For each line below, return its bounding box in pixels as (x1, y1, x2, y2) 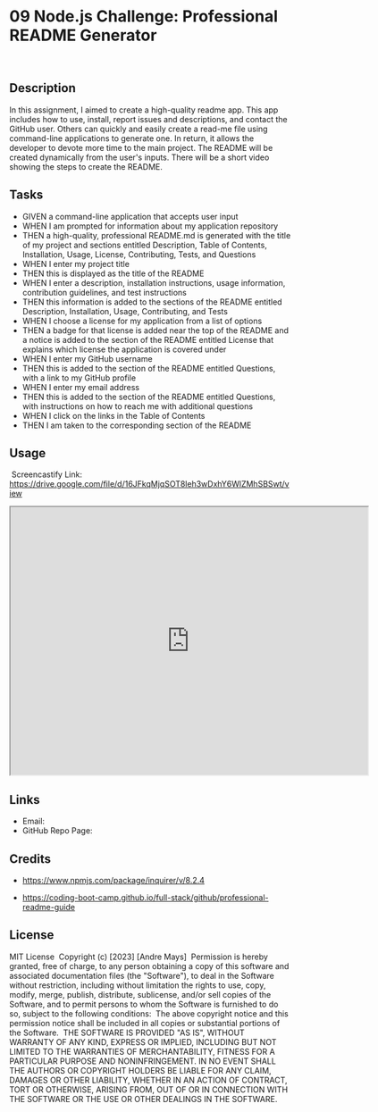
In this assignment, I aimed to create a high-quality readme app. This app (9, 105, 279, 115)
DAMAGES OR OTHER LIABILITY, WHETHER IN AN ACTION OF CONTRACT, (9, 1074, 288, 1085)
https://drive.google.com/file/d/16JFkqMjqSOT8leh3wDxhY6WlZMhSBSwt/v (9, 479, 290, 489)
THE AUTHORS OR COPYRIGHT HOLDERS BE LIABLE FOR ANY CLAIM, (9, 1065, 272, 1075)
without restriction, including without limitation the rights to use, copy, (9, 980, 266, 991)
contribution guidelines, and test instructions (21, 287, 188, 297)
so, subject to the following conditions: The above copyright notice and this (9, 1007, 289, 1019)
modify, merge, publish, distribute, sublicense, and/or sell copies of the (9, 989, 272, 999)
